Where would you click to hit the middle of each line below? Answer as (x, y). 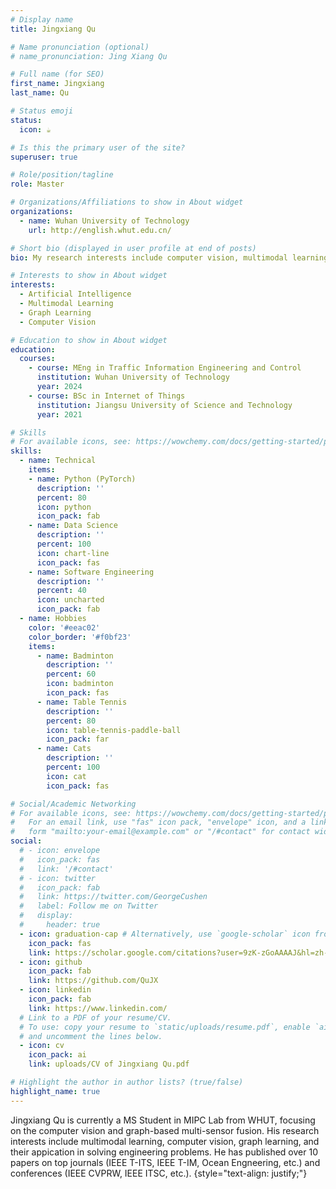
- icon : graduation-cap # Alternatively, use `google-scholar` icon (165, 934)
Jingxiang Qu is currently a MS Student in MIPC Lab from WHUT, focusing (163, 1120)
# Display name (42, 19)
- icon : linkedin (55, 990)
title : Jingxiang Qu (53, 29)
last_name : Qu (40, 93)
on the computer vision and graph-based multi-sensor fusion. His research (165, 1130)
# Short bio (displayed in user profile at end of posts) (133, 248)
